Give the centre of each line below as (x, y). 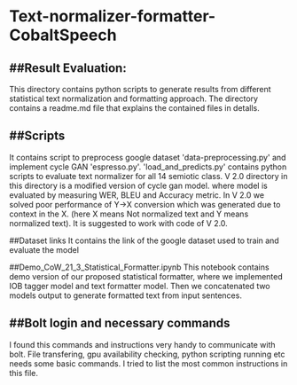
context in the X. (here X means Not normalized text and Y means (129, 214)
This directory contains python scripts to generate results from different (141, 89)
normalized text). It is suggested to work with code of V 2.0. (118, 223)
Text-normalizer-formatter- (113, 16)
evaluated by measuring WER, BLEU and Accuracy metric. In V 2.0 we (137, 195)
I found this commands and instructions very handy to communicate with (143, 344)
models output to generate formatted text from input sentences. (125, 295)
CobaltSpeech (63, 35)
